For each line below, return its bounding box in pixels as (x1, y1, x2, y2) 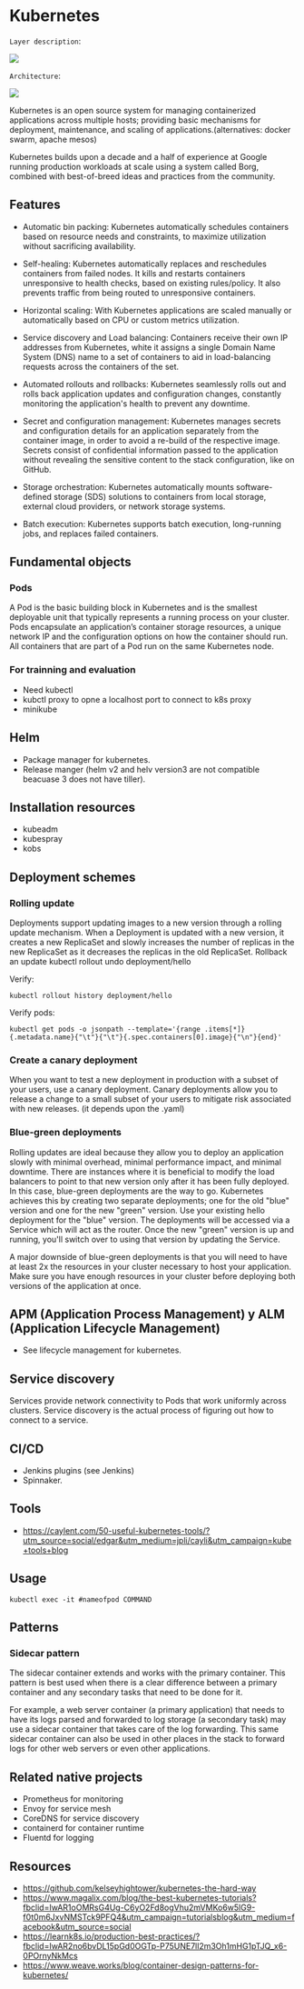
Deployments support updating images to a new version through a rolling (9, 917, 282, 928)
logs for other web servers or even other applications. (9, 1743, 211, 1754)
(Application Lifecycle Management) (9, 1321, 221, 1336)
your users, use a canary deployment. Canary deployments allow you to (9, 1084, 279, 1095)
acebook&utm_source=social (22, 1922, 132, 1933)
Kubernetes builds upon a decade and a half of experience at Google (9, 151, 268, 162)
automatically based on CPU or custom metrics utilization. (22, 315, 240, 325)
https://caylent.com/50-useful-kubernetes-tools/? (22, 1524, 211, 1536)
